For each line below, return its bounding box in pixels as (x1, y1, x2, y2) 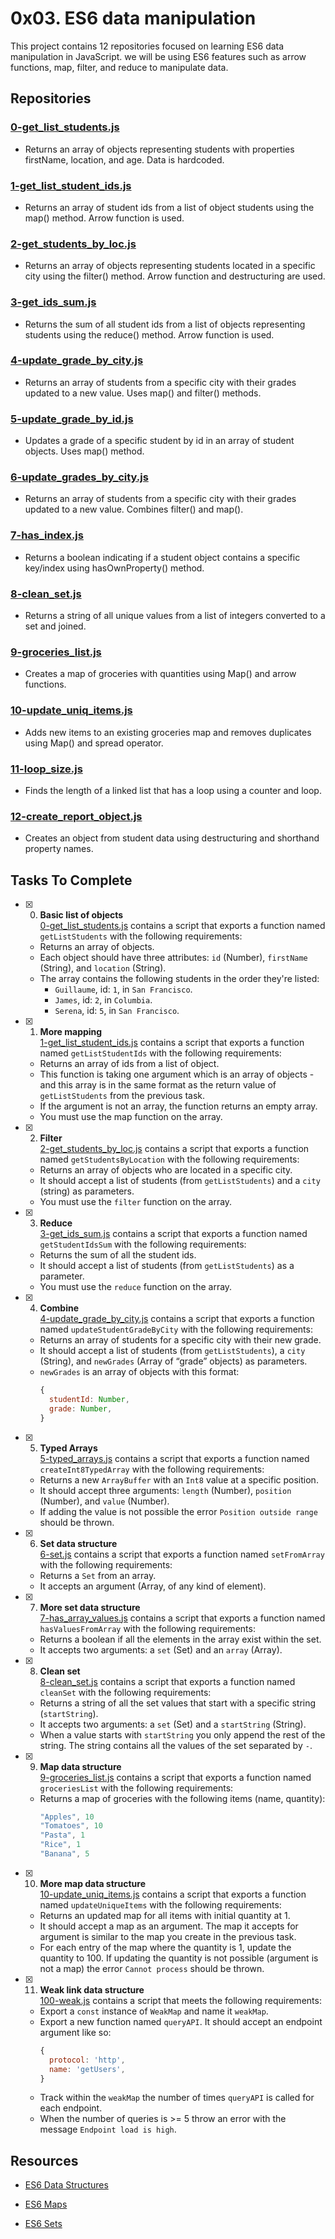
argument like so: (39, 2026, 112, 2038)
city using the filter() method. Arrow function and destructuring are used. (24, 270, 326, 282)
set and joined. (24, 620, 87, 632)
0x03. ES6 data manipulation (10, 7, 257, 30)
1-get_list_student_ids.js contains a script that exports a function (39, 1037, 305, 1048)
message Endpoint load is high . (39, 2123, 177, 2136)
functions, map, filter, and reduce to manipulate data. (10, 61, 229, 73)
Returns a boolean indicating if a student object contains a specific (24, 551, 301, 563)
